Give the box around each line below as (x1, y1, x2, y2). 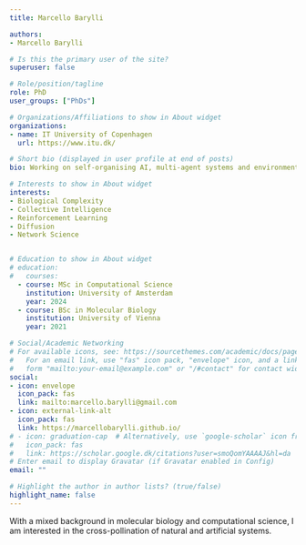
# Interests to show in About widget (9, 179, 153, 189)
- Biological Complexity (9, 197, 104, 206)
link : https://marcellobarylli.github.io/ (17, 423, 181, 432)
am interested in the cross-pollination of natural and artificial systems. (9, 525, 272, 536)
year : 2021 (25, 322, 67, 332)
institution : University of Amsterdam (25, 288, 173, 298)
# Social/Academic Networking (9, 338, 125, 348)
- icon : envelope (9, 381, 76, 390)
